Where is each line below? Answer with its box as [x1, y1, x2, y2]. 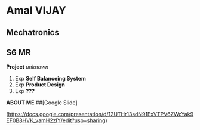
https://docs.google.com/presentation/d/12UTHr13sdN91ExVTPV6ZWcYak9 [8, 111, 194, 118]
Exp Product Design [14, 81, 66, 88]
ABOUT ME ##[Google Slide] [6, 99, 78, 106]
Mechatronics [6, 27, 60, 38]
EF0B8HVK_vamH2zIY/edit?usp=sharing [6, 117, 106, 124]
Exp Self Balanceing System [14, 75, 87, 82]
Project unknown [6, 63, 49, 70]
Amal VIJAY [6, 4, 67, 17]
